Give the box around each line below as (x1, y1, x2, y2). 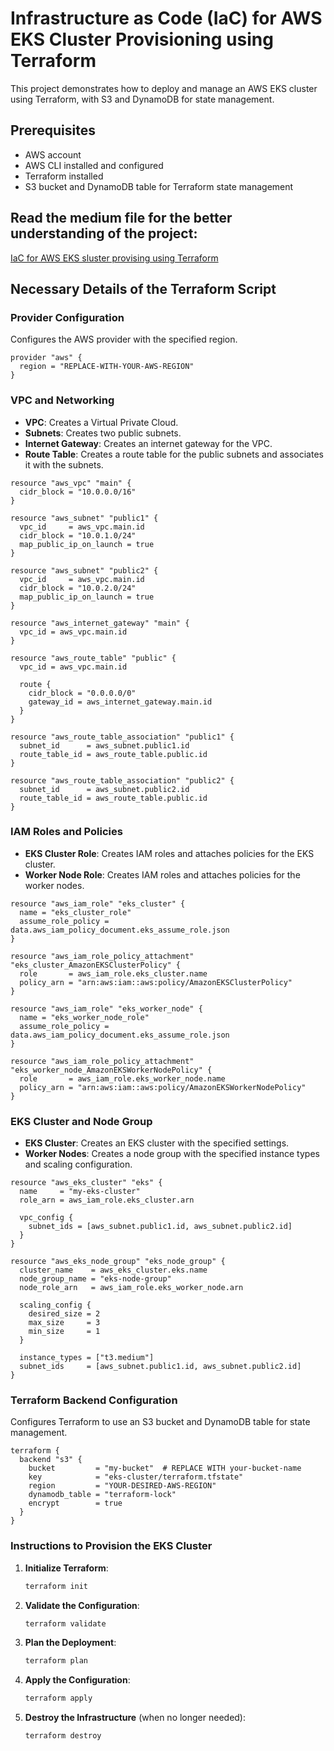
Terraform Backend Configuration (10, 1393, 178, 1407)
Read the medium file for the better (10, 210, 233, 227)
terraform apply (24, 1693, 93, 1704)
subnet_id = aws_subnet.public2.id (19, 784, 190, 794)
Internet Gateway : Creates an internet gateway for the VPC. (24, 437, 273, 449)
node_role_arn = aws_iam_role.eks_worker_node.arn (19, 1283, 244, 1293)
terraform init (24, 1581, 89, 1591)
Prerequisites (10, 122, 96, 139)
